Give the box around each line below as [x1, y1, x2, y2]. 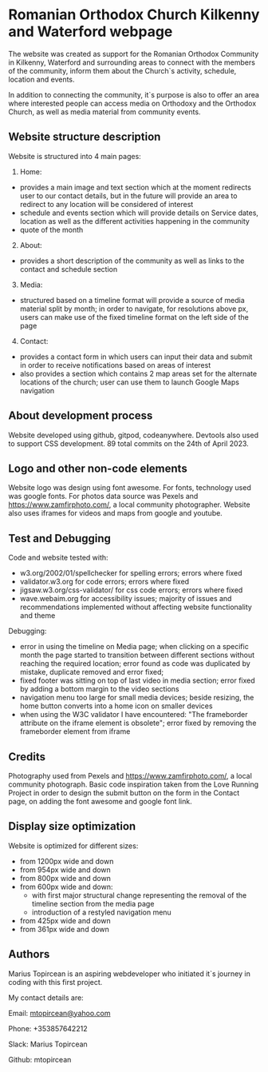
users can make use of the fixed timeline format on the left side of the [19, 312, 250, 321]
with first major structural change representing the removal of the [31, 890, 247, 900]
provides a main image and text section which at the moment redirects [19, 182, 251, 192]
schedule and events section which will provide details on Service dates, [19, 208, 259, 217]
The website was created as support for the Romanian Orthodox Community [8, 49, 259, 58]
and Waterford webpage [8, 22, 173, 41]
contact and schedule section [19, 264, 118, 273]
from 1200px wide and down [19, 856, 114, 866]
